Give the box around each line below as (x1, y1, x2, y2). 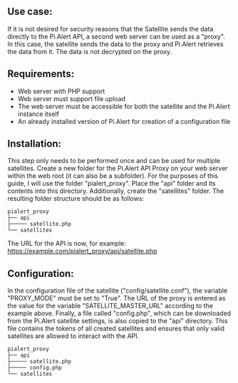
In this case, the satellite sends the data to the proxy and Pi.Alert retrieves (7, 39, 224, 48)
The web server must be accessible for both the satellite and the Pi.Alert (17, 102, 230, 110)
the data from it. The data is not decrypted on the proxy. (7, 47, 172, 56)
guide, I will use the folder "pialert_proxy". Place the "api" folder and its (7, 179, 216, 188)
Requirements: (7, 68, 75, 80)
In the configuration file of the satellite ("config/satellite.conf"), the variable (7, 286, 228, 295)
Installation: (7, 138, 62, 150)
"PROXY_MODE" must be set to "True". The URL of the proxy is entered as (7, 294, 226, 303)
